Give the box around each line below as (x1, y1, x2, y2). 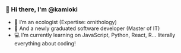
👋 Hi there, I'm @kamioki (5, 5, 78, 14)
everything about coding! (14, 40, 76, 47)
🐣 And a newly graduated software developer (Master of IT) (14, 25, 160, 32)
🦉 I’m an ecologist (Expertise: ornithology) (14, 19, 117, 26)
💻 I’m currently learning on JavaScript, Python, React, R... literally (14, 32, 176, 39)
